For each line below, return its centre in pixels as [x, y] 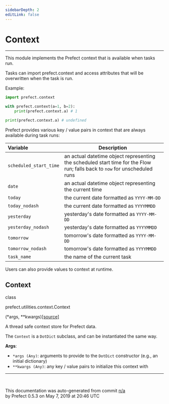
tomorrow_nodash [27, 249]
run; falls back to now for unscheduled [108, 169]
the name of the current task [98, 257]
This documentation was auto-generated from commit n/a [65, 390]
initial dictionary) [30, 361]
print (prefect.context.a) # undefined [46, 120]
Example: [15, 88]
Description [113, 147]
